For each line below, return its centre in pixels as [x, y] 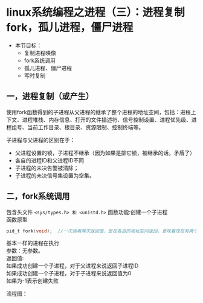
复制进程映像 [40, 53]
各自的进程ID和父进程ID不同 [50, 160]
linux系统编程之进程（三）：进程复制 [96, 12]
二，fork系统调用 [38, 196]
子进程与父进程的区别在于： [41, 140]
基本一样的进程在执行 [33, 243]
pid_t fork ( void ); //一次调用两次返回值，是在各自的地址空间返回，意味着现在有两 [100, 231]
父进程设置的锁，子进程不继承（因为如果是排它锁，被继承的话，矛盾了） [105, 153]
